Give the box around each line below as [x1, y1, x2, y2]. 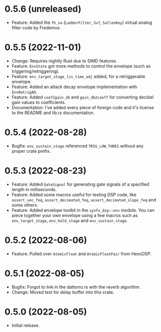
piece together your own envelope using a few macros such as [11, 212, 138, 218]
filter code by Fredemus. [11, 24, 61, 30]
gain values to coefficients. [11, 99, 66, 105]
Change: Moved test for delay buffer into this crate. [11, 289, 115, 295]
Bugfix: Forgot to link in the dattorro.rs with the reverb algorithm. [11, 284, 141, 290]
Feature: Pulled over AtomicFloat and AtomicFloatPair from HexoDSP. [11, 251, 152, 256]
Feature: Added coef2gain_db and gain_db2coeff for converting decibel [11, 94, 154, 100]
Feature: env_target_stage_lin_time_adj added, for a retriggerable [11, 73, 145, 79]
